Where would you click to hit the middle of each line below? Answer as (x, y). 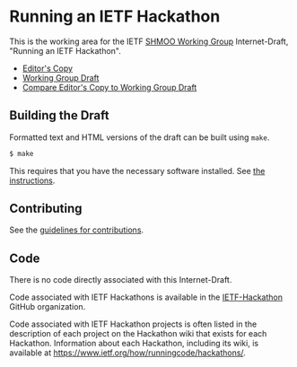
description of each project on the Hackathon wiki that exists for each (138, 334)
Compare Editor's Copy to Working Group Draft (109, 87)
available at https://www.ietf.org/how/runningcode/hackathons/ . (128, 353)
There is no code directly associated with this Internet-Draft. (121, 280)
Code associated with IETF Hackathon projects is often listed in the (133, 324)
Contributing (46, 209)
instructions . (32, 180)
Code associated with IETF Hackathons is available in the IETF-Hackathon (146, 297)
